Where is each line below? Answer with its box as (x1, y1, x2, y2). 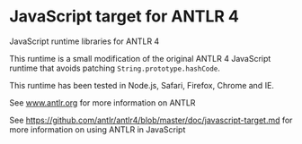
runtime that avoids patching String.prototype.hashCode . (9, 63, 220, 73)
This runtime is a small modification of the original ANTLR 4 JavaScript (9, 53, 271, 64)
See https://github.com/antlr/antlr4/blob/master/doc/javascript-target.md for (9, 114, 293, 125)
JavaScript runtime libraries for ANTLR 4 (9, 36, 160, 47)
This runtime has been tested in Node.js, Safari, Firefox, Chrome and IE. (9, 80, 274, 90)
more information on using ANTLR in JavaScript (9, 123, 186, 135)
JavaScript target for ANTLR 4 (9, 6, 240, 27)
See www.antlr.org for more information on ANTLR (9, 97, 196, 108)
